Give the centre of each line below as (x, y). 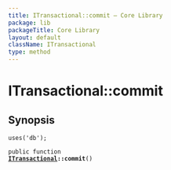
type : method (29, 52)
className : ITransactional (52, 45)
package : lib (29, 23)
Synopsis (31, 120)
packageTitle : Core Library (54, 30)
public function (35, 152)
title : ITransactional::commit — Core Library (85, 15)
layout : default (35, 37)
